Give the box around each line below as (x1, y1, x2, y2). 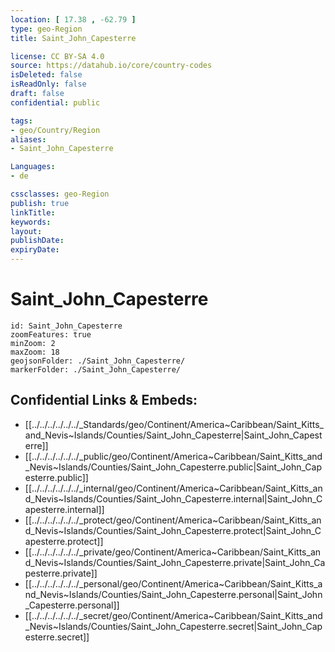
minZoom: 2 (10, 338, 56, 348)
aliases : (10, 134, 47, 145)
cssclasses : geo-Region (10, 189, 110, 199)
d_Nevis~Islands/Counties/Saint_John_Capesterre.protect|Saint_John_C (24, 524, 322, 536)
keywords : (10, 217, 52, 227)
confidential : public (10, 97, 101, 108)
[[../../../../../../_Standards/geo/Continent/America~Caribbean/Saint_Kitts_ (24, 418, 324, 430)
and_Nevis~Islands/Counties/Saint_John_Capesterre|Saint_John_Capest (24, 429, 323, 441)
